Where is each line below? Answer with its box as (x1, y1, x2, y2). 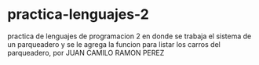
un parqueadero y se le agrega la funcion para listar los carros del (7, 39, 221, 49)
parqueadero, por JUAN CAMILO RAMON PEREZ (7, 48, 165, 57)
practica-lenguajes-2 (7, 5, 150, 23)
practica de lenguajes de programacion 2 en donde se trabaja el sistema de (7, 31, 252, 41)
